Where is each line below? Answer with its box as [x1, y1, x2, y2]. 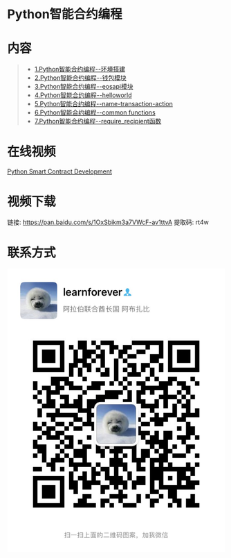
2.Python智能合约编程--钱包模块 [34, 74, 127, 82]
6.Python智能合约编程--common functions [34, 108, 156, 117]
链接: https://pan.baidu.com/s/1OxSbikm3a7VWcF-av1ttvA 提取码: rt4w [7, 218, 209, 226]
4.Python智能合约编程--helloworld [34, 91, 133, 99]
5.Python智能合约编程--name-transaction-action [34, 100, 173, 108]
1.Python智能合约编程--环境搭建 [34, 65, 126, 74]
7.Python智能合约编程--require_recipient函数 [34, 117, 162, 126]
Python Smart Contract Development [7, 167, 113, 176]
